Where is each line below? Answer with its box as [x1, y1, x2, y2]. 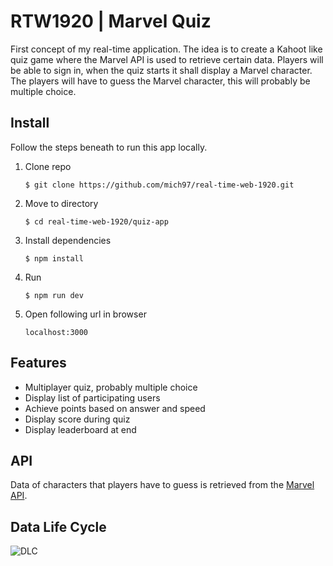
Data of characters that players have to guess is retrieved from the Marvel [10, 479, 315, 491]
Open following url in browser [24, 308, 147, 320]
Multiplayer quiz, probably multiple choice [24, 381, 198, 393]
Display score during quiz [24, 413, 131, 425]
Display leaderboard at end [24, 423, 137, 435]
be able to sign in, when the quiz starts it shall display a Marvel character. [10, 64, 313, 76]
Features [10, 355, 67, 372]
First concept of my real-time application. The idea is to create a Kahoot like [10, 43, 323, 55]
